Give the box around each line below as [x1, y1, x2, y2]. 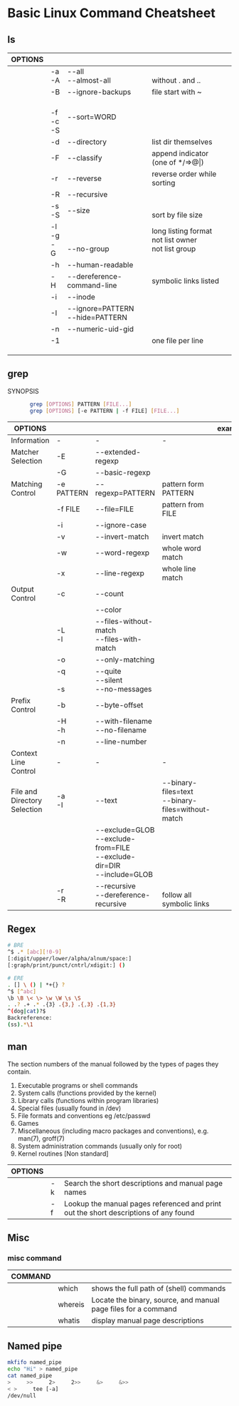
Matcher [11, 447, 39, 457]
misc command [7, 1253, 62, 1263]
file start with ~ [152, 87, 202, 97]
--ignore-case [95, 520, 147, 530]
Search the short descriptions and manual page [63, 1178, 223, 1188]
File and [11, 786, 38, 796]
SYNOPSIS [7, 386, 39, 395]
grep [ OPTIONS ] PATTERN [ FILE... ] [29, 401, 132, 408]
